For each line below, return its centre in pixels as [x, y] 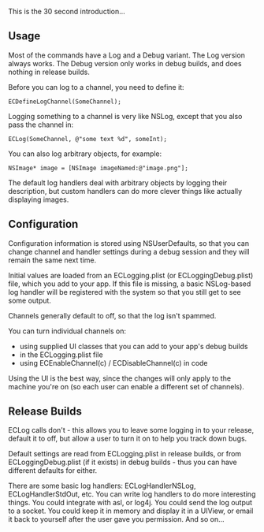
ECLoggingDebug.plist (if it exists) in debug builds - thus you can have [123, 462]
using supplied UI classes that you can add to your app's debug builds [134, 346]
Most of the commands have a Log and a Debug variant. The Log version [127, 55]
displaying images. [39, 199]
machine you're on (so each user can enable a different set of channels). [126, 386]
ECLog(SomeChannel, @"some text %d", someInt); [88, 139]
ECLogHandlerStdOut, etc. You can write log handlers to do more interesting [132, 494]
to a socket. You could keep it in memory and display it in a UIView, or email [131, 511]
